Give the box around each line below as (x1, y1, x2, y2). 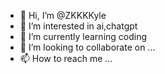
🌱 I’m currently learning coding (19, 31, 148, 42)
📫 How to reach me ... (19, 53, 113, 64)
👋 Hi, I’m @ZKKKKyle (19, 10, 107, 21)
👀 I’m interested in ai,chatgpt (19, 20, 138, 32)
